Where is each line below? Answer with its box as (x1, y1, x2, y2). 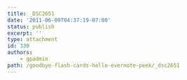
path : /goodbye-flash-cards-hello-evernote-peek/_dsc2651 (7, 62, 180, 69)
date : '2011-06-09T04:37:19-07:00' (7, 17, 111, 24)
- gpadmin (20, 56, 49, 63)
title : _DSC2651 (7, 10, 55, 17)
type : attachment (7, 36, 58, 43)
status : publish (7, 23, 55, 30)
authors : (7, 49, 33, 56)
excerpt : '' (7, 29, 42, 37)
